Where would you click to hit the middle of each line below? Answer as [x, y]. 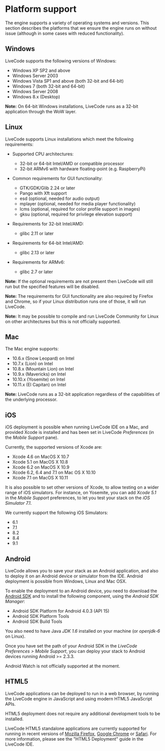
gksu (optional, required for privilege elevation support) [76, 214]
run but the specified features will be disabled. [52, 286]
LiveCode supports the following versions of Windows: [61, 61]
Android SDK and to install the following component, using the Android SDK [82, 596]
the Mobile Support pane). [32, 438]
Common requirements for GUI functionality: [57, 178]
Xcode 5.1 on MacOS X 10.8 [40, 462]
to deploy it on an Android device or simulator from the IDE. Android [74, 576]
